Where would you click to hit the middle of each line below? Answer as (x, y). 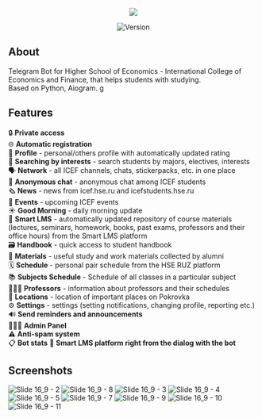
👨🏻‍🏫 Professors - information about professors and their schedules (119, 288)
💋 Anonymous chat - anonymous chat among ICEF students (107, 182)
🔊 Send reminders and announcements (75, 314)
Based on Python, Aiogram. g (56, 88)
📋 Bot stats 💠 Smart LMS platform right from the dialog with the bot (122, 343)
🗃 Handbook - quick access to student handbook (90, 244)
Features (31, 113)
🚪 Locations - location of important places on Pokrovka (99, 297)
